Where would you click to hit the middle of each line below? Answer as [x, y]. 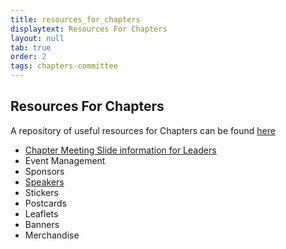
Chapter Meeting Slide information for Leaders [120, 150]
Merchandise [52, 235]
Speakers [44, 182]
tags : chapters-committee [64, 66]
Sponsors [44, 171]
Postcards [45, 203]
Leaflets [41, 213]
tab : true [31, 47]
